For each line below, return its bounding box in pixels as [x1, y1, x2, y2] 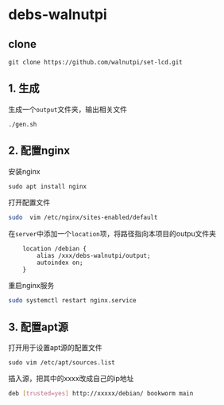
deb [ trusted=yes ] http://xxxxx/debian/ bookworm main [8, 390, 194, 398]
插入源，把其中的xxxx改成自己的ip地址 [8, 374, 134, 384]
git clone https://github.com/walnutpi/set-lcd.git [8, 58, 183, 66]
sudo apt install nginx [8, 182, 87, 190]
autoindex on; [37, 259, 83, 267]
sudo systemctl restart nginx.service [8, 296, 137, 304]
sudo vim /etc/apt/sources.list [8, 359, 115, 367]
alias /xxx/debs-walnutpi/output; [37, 251, 151, 259]
